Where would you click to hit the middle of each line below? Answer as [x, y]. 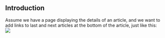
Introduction [25, 8]
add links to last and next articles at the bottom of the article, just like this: [81, 25]
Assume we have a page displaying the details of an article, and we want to [83, 20]
